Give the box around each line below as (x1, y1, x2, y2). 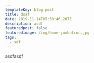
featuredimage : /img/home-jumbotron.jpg (5, 30, 90, 35)
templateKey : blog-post (5, 7, 54, 12)
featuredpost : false (5, 26, 48, 31)
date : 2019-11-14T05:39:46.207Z (5, 16, 72, 21)
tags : (5, 35, 16, 40)
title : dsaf (5, 12, 30, 17)
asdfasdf (5, 53, 23, 59)
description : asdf (5, 21, 43, 26)
